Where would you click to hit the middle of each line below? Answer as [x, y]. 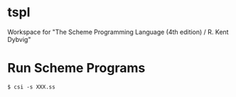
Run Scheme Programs [76, 68]
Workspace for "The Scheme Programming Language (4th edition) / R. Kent [118, 32]
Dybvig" [19, 39]
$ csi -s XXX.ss [31, 87]
